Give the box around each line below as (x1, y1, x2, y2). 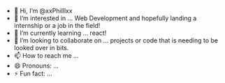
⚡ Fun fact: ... (13, 70, 52, 77)
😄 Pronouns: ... (13, 61, 59, 70)
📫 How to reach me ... (13, 52, 79, 59)
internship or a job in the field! (13, 22, 101, 29)
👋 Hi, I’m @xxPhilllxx (13, 7, 73, 15)
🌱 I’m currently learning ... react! (13, 29, 107, 37)
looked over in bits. (13, 44, 69, 52)
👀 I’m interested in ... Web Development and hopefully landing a (13, 14, 197, 22)
